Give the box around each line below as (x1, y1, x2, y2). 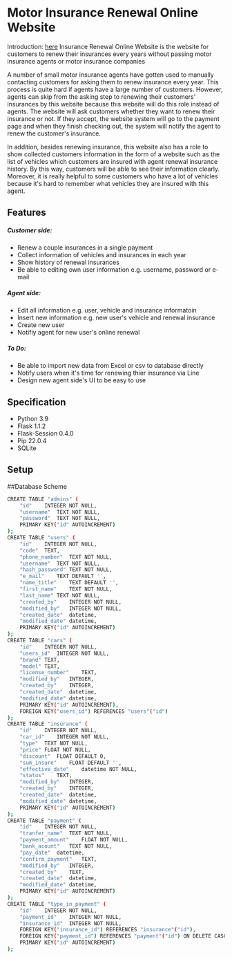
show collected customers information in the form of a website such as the (7, 150, 220, 158)
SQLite (17, 444, 37, 452)
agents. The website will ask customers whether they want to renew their (7, 107, 215, 115)
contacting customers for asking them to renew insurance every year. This (7, 77, 219, 86)
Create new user (17, 321, 65, 329)
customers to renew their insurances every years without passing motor (7, 50, 212, 58)
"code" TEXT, (19, 547, 60, 554)
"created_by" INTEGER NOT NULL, (19, 598, 122, 606)
